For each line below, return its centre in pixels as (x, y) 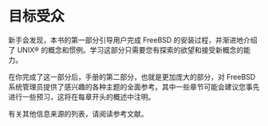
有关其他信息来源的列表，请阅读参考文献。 (78, 113)
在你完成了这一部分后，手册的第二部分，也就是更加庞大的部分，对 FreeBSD (132, 77)
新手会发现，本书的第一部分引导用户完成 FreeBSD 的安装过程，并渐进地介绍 (133, 40)
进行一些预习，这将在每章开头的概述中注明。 (82, 96)
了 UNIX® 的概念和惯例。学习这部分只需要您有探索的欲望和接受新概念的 (126, 49)
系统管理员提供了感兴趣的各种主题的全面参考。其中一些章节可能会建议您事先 (134, 87)
